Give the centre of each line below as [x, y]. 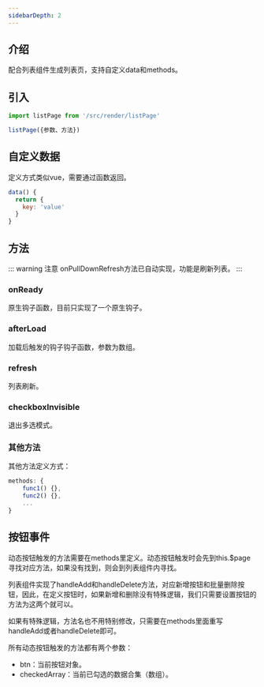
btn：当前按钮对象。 [53, 664]
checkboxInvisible [44, 407]
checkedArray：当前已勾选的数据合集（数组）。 [96, 674]
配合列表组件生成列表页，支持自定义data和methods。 [95, 70]
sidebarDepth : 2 [35, 15]
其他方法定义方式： [39, 466]
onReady [26, 289]
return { [30, 199]
